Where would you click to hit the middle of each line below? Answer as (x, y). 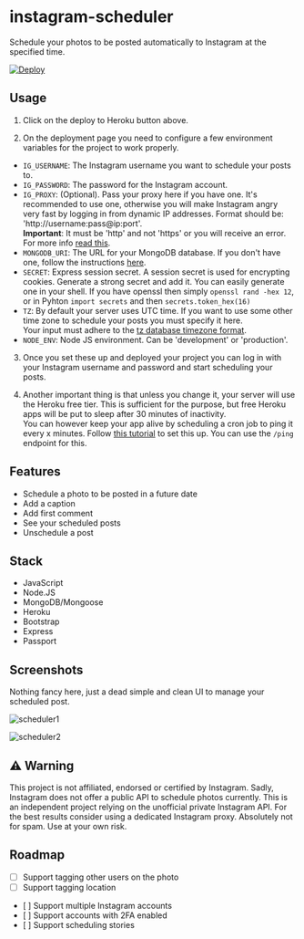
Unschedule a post (58, 532)
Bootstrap (41, 621)
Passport (40, 642)
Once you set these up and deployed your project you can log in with (152, 357)
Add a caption (49, 503)
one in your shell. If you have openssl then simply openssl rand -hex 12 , (158, 291)
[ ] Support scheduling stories (78, 924)
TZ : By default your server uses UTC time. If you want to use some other (157, 310)
